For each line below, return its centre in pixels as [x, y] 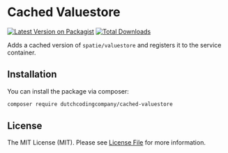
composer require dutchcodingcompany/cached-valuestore [90, 104]
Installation [32, 74]
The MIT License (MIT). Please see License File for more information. [106, 143]
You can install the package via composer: [68, 91]
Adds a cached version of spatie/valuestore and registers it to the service [114, 45]
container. [22, 52]
